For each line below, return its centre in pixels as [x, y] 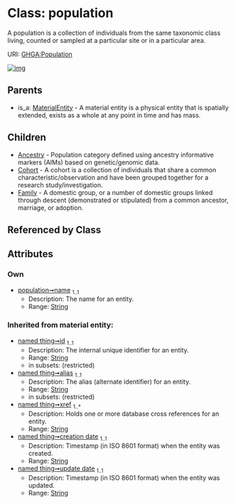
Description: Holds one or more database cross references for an [124, 414]
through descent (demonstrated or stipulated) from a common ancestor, [123, 200]
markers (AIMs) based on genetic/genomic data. [88, 162]
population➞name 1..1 [48, 291]
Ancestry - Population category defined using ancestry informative [116, 154]
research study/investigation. [60, 185]
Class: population [60, 13]
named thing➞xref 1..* [49, 405]
